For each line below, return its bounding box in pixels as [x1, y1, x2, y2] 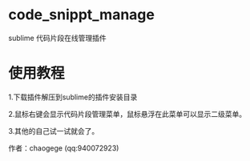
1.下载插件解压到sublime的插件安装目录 [8, 92, 138, 102]
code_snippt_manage [8, 6, 155, 24]
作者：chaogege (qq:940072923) [8, 143, 119, 153]
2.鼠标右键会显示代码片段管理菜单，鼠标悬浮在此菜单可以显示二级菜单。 [8, 109, 247, 119]
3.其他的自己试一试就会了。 [8, 126, 99, 135]
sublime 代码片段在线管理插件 [8, 33, 107, 42]
